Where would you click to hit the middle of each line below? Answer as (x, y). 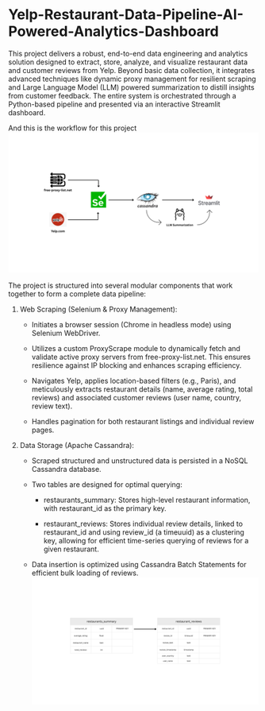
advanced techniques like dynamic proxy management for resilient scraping (132, 79)
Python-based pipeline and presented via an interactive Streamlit (114, 104)
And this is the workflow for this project (73, 128)
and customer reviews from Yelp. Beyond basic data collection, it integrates (132, 70)
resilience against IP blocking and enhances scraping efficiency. (136, 365)
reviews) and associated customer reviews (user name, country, (136, 398)
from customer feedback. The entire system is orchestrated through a (122, 95)
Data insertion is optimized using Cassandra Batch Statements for (139, 565)
